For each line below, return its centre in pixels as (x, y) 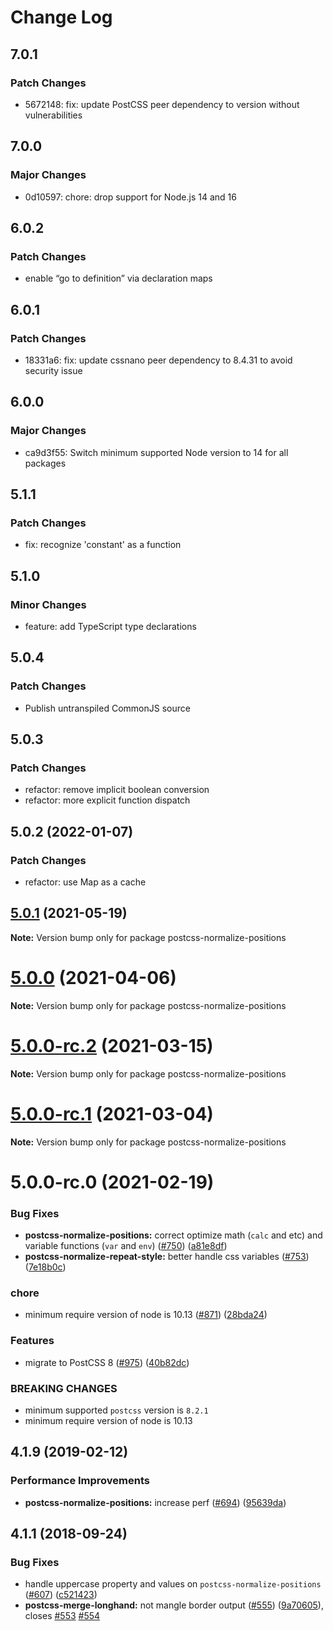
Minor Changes (48, 604)
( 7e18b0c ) (45, 1267)
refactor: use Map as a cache (85, 882)
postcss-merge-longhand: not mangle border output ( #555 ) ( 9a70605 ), (174, 1605)
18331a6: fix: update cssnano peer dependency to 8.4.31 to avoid (158, 360)
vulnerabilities (53, 115)
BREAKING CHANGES (64, 1388)
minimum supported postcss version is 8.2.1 (116, 1410)
